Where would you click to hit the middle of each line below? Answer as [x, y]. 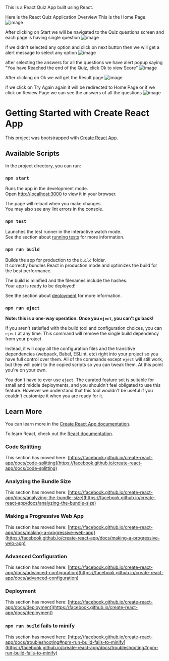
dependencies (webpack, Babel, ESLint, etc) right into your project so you [82, 354]
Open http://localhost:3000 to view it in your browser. [61, 194]
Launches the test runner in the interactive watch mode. [64, 232]
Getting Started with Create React [77, 113]
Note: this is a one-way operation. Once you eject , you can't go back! [79, 318]
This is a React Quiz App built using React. [49, 7]
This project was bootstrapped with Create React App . [62, 138]
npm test [16, 221]
